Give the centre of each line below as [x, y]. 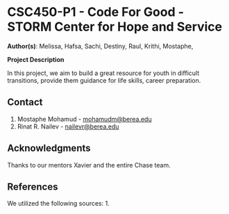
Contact [25, 102]
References [33, 187]
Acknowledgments [49, 148]
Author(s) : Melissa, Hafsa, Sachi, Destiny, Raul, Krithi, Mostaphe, [100, 46]
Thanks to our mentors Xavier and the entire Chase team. [89, 165]
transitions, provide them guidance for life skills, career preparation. [104, 80]
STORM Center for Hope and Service [115, 27]
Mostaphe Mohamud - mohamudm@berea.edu [84, 119]
